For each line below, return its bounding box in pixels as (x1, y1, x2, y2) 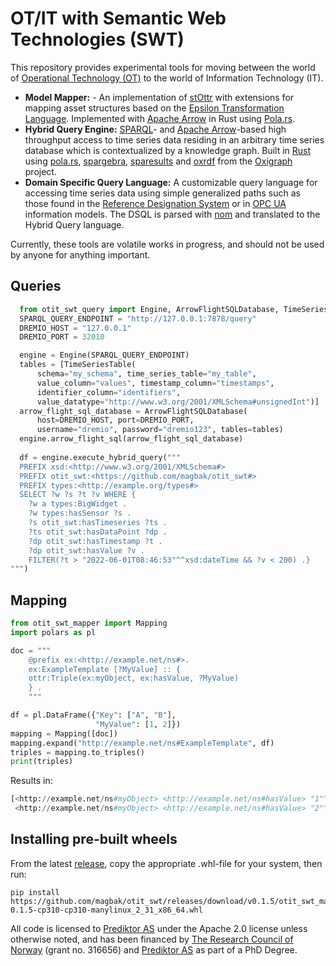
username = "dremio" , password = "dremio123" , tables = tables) (36, 425, 284, 435)
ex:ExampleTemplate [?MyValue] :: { (28, 664, 182, 674)
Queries (10, 278, 62, 295)
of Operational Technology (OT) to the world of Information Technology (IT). (10, 72, 324, 84)
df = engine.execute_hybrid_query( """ (19, 452, 182, 462)
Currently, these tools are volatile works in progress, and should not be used (10, 238, 325, 250)
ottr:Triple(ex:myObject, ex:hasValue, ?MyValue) (28, 673, 240, 684)
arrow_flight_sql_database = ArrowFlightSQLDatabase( (19, 406, 248, 416)
